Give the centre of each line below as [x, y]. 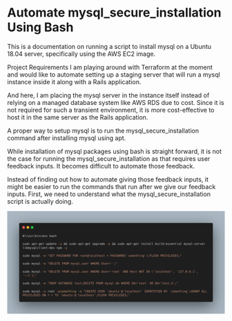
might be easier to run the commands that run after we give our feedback [112, 186]
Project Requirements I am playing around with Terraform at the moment [110, 67]
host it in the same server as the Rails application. [78, 117]
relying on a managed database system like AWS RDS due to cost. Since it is [116, 102]
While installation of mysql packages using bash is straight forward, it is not [115, 151]
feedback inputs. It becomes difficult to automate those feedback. [101, 166]
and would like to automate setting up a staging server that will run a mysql [114, 75]
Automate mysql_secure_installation [114, 13]
